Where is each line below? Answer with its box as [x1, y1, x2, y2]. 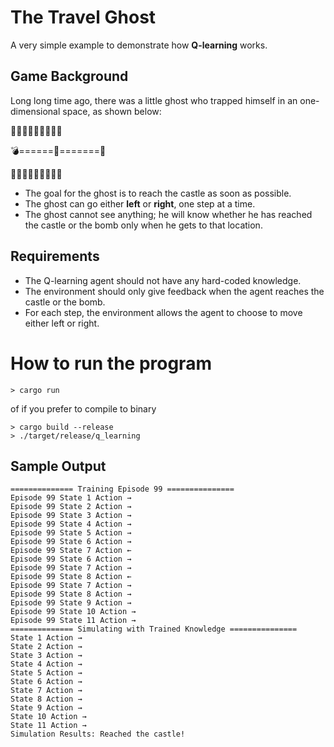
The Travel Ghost [10, 6, 157, 29]
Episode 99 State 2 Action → [10, 502, 132, 512]
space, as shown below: [62, 105, 162, 117]
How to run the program [10, 352, 212, 375]
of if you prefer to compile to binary [10, 402, 157, 415]
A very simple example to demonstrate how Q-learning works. [10, 39, 268, 51]
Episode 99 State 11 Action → [10, 616, 137, 626]
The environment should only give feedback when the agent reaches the [24, 285, 325, 297]
